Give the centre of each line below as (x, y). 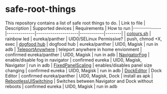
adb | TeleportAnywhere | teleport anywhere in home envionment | (74, 49)
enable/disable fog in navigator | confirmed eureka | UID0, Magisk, (74, 60)
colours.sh (137, 33)
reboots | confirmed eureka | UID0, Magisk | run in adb (61, 86)
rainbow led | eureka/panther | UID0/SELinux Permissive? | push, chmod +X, (83, 39)
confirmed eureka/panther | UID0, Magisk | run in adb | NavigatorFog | (77, 54)
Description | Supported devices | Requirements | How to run (68, 28)
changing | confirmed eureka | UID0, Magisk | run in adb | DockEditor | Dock (83, 70)
